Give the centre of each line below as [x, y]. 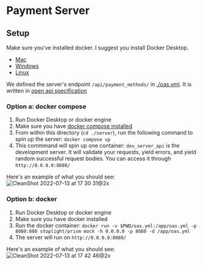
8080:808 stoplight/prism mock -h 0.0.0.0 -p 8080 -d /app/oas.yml [102, 231]
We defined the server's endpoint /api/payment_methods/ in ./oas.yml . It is [99, 84]
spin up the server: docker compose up [63, 139]
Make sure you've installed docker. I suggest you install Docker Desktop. [98, 48]
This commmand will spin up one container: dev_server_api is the [97, 146]
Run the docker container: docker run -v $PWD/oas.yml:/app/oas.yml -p [106, 225]
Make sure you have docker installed [61, 219]
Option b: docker [32, 199]
